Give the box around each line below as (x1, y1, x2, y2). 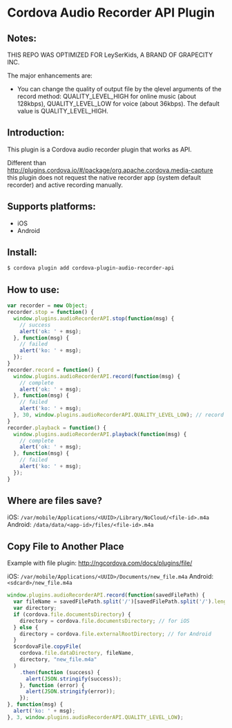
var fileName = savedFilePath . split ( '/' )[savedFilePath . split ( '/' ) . (13, 598, 215, 606)
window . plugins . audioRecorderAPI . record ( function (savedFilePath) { (7, 592, 206, 599)
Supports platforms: (7, 200, 96, 212)
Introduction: (7, 127, 65, 139)
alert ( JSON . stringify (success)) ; (25, 675, 122, 682)
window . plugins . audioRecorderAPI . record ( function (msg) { (13, 373, 181, 380)
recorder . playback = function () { (7, 424, 107, 431)
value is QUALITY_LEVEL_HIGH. (17, 107, 109, 115)
